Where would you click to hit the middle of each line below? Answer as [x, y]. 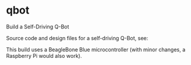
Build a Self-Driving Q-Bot [38, 27]
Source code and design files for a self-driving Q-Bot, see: [77, 38]
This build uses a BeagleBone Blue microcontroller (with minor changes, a [96, 49]
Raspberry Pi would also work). [44, 56]
